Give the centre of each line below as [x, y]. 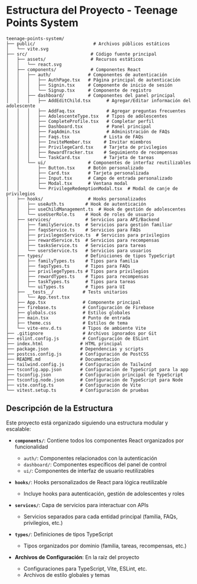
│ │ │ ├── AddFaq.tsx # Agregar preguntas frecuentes [96, 111]
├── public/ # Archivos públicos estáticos [88, 44]
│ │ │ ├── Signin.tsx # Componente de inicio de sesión [89, 85]
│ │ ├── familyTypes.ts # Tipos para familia [72, 261]
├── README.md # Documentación [63, 359]
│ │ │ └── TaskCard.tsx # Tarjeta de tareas [80, 157]
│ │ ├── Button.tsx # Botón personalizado [75, 168]
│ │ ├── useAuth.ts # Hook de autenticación [76, 204]
